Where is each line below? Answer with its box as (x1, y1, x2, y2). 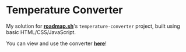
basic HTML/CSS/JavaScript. (6, 28, 76, 35)
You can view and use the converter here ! (6, 40, 107, 47)
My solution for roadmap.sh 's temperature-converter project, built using (6, 23, 181, 29)
